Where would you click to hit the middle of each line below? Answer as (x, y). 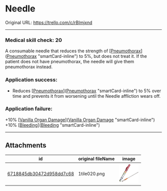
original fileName (96, 159)
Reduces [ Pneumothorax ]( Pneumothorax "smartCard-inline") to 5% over (87, 91)
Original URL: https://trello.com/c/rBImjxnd (49, 22)
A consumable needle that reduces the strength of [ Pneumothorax (73, 51)
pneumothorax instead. (29, 67)
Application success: (31, 80)
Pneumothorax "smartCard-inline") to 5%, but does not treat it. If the (77, 56)
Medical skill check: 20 (34, 40)
